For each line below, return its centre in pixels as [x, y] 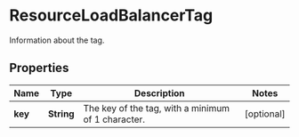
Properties [39, 68]
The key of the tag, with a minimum [156, 108]
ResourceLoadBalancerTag [111, 16]
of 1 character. [114, 119]
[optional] [265, 114]
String [61, 114]
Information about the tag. [57, 40]
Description [159, 93]
